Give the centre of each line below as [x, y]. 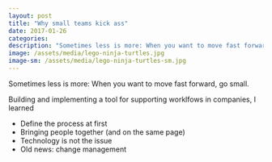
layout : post [30, 16]
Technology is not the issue [66, 140]
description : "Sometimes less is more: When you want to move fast [125, 46]
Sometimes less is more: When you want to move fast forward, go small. [129, 83]
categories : [28, 38]
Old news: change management [73, 149]
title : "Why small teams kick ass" [68, 23]
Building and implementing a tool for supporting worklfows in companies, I [132, 99]
